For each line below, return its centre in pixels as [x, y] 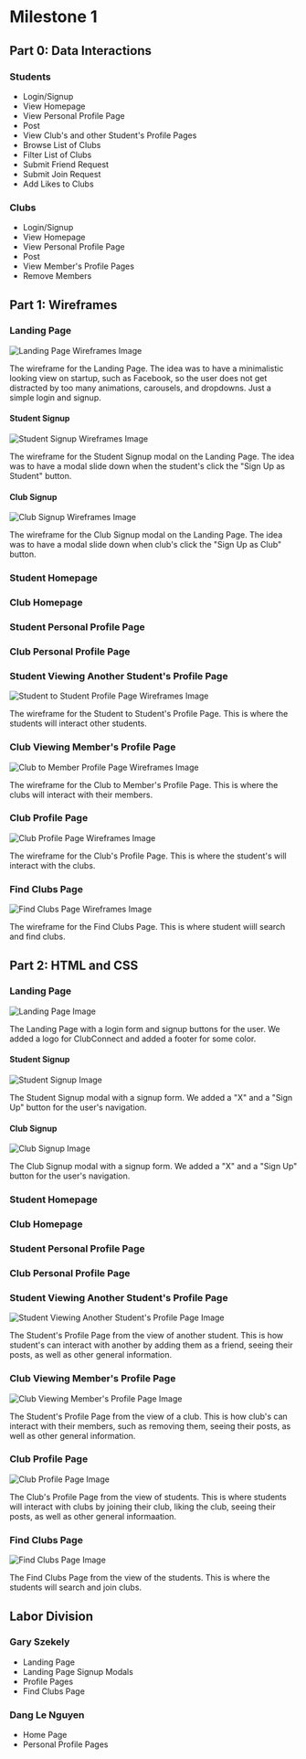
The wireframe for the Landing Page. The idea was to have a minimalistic [147, 368]
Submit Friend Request [66, 164]
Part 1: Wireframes [63, 305]
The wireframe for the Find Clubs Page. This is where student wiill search [148, 927]
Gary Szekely [40, 1642]
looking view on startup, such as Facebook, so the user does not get [138, 378]
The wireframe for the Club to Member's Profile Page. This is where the [144, 784]
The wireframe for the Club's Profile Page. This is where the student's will [148, 856]
